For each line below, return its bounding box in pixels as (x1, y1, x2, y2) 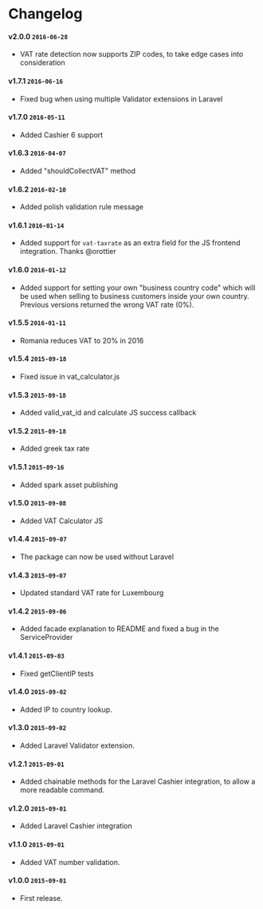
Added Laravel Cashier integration (19, 821, 133, 831)
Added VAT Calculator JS (19, 516, 104, 526)
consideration (19, 58, 65, 68)
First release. (19, 893, 63, 903)
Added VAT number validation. (19, 857, 120, 867)
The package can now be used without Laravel (19, 552, 174, 562)
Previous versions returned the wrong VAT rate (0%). (19, 300, 194, 309)
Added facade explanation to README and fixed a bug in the (19, 624, 219, 633)
